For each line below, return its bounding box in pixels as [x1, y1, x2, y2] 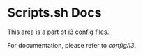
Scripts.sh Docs [7, 5, 102, 21]
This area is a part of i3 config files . [7, 28, 110, 36]
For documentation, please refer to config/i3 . [7, 41, 137, 49]
